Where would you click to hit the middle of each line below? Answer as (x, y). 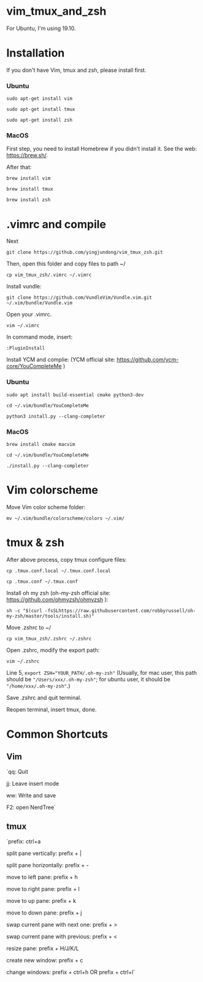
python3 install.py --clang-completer (56, 416)
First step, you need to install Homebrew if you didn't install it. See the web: (102, 149)
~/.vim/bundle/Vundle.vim (39, 303)
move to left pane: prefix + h (42, 877)
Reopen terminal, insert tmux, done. (52, 709)
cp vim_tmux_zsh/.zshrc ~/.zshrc (49, 639)
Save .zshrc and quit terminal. (44, 697)
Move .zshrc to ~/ (29, 627)
